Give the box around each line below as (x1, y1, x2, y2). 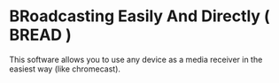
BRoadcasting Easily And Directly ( (9, 6, 270, 26)
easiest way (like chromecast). (9, 64, 121, 74)
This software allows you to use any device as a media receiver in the (9, 54, 263, 64)
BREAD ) (9, 25, 73, 45)
